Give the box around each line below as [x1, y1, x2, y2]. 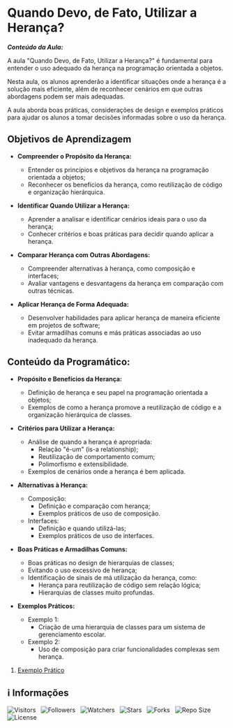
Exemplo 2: [27, 637, 61, 646]
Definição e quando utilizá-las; [38, 524, 127, 532]
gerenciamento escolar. [38, 630, 106, 639]
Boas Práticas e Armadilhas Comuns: [17, 545, 128, 553]
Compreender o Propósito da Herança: [17, 152, 132, 160]
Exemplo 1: [27, 615, 59, 623]
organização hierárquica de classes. [27, 410, 133, 418]
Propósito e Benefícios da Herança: [17, 374, 122, 383]
